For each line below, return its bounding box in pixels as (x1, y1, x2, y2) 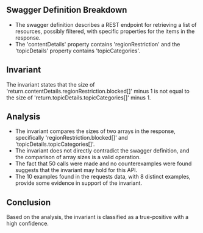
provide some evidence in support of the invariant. (15, 179, 142, 187)
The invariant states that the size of (6, 81, 95, 88)
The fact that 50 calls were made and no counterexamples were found (15, 160, 192, 167)
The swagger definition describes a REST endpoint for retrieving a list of (15, 21, 197, 28)
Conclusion (6, 197, 51, 207)
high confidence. (6, 220, 49, 228)
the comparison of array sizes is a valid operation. (15, 154, 141, 161)
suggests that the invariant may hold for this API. (15, 167, 138, 174)
